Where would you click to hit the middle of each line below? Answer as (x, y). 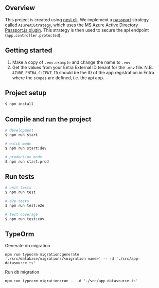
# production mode (24, 157)
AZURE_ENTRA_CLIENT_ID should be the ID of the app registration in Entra (83, 72)
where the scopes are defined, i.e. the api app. (58, 78)
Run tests (20, 177)
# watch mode (18, 144)
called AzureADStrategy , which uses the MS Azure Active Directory (71, 25)
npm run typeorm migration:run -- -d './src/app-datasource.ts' (71, 281)
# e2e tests (17, 201)
